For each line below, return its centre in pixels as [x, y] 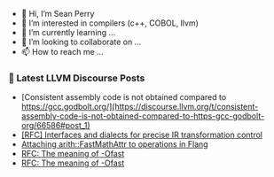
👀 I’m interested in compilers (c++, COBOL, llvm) [110, 23]
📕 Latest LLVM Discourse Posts [77, 78]
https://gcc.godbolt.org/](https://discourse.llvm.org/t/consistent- [140, 107]
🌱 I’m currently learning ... [68, 32]
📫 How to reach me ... [62, 52]
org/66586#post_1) [55, 126]
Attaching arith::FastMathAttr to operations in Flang [115, 144]
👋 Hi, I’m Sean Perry [58, 14]
